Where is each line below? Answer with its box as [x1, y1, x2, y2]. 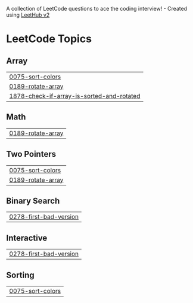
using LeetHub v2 [6, 11, 50, 18]
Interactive [6, 233, 48, 243]
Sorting [6, 270, 35, 280]
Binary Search [6, 196, 60, 206]
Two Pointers [6, 149, 57, 159]
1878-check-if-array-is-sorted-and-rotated [9, 92, 141, 100]
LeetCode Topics [6, 32, 92, 46]
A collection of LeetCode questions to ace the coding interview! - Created [6, 5, 188, 12]
